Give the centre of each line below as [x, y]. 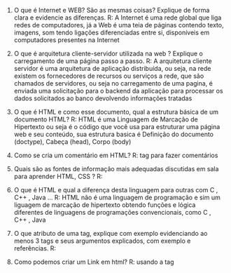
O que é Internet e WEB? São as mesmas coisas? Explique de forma [112, 10]
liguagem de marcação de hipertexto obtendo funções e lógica [105, 205]
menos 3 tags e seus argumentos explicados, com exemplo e [102, 241]
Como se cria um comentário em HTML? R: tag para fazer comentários [116, 155]
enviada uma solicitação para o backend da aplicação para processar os [118, 91]
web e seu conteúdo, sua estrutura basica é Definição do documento [113, 134]
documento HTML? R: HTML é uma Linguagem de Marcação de [106, 119]
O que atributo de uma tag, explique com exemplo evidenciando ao [111, 233]
